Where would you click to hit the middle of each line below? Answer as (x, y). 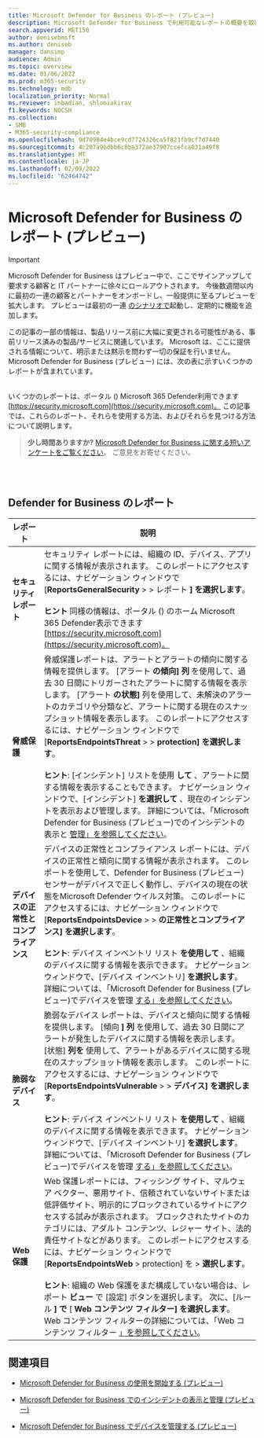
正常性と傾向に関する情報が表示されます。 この (154, 860)
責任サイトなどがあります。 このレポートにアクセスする (147, 1240)
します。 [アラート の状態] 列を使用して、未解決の (136, 694)
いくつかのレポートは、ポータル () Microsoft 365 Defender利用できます (124, 396)
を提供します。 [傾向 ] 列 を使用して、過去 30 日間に (140, 1027)
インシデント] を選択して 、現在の (148, 799)
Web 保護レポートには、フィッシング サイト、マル (137, 1181)
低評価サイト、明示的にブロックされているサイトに (138, 1204)
